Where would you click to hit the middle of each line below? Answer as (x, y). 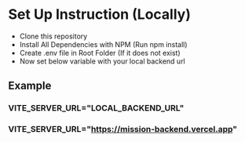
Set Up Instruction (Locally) (99, 15)
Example (30, 86)
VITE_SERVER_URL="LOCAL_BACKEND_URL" (96, 108)
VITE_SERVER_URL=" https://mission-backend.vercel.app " (123, 129)
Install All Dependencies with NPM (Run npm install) (103, 44)
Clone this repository (53, 36)
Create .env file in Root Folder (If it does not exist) (100, 53)
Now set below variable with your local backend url (102, 61)
